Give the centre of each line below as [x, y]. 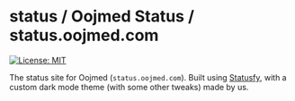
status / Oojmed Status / [102, 17]
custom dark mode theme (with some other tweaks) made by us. [129, 87]
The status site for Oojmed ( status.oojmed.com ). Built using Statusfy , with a [148, 77]
